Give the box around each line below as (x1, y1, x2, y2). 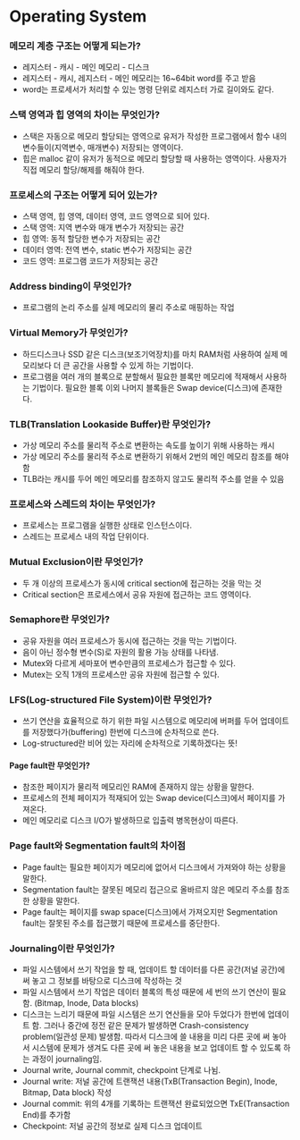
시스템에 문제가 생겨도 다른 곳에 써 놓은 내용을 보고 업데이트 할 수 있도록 (31, 1042, 282, 1052)
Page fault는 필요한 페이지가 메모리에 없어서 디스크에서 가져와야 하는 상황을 (21, 861, 287, 873)
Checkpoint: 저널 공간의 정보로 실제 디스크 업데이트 (21, 1120, 203, 1131)
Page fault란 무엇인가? (9, 760, 91, 771)
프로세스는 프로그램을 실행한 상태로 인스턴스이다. (21, 520, 192, 531)
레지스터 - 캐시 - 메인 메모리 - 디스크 (21, 62, 150, 72)
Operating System (9, 6, 147, 27)
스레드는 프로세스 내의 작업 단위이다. (21, 531, 149, 542)
